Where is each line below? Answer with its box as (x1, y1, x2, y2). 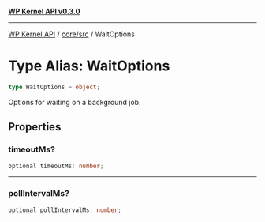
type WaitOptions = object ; (8, 83, 101, 91)
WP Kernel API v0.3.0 (8, 7, 80, 16)
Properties (8, 120, 62, 134)
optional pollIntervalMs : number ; (8, 205, 122, 214)
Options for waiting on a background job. (8, 97, 141, 107)
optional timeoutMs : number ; (8, 162, 104, 170)
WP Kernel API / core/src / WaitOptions (8, 29, 136, 39)
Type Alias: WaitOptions (8, 57, 170, 75)
